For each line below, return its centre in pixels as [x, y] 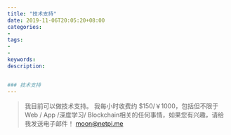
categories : [25, 27]
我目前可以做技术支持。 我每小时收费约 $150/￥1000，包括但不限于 [121, 105]
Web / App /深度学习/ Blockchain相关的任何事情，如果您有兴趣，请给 [124, 115]
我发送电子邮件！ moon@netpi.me [74, 123]
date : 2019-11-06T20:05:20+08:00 [56, 20]
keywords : [22, 60]
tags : [15, 40]
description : [26, 66]
